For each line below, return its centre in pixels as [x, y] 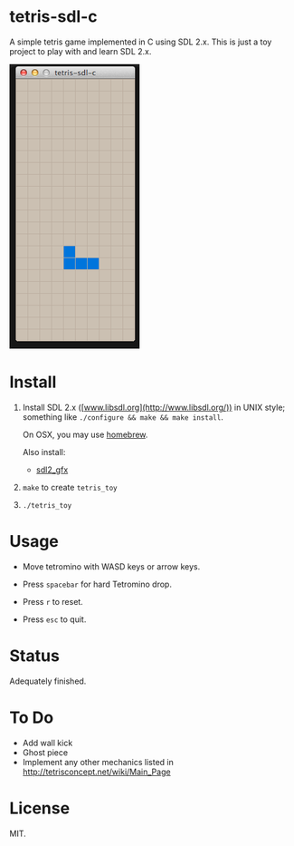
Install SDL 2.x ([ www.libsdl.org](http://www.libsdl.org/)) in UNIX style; [154, 407]
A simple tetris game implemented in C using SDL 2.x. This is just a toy [141, 42]
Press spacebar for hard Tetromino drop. [97, 584]
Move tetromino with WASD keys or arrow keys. [111, 566]
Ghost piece [45, 752]
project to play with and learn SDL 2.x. [81, 51]
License [40, 808]
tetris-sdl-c [53, 17]
